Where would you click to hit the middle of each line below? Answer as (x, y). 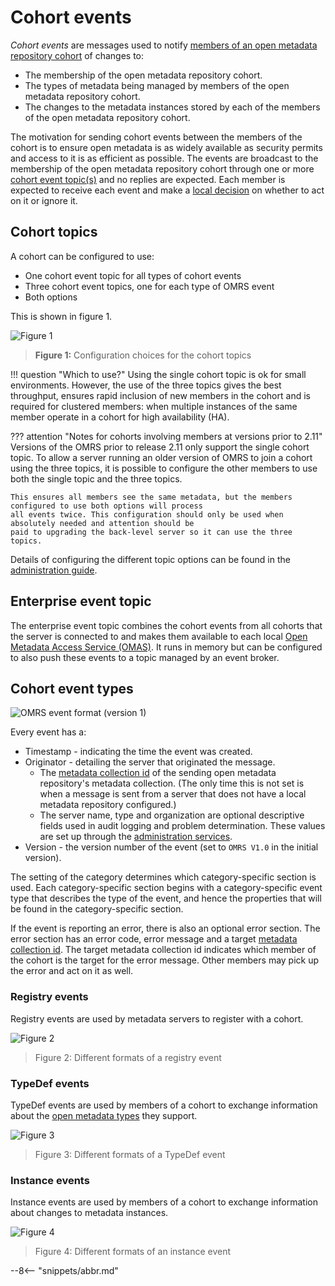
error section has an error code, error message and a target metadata (154, 939)
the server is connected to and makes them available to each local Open (159, 636)
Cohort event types (72, 688)
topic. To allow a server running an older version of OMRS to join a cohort (161, 457)
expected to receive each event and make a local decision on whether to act (167, 190)
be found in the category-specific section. (97, 909)
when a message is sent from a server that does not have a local (173, 794)
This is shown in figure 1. (61, 316)
